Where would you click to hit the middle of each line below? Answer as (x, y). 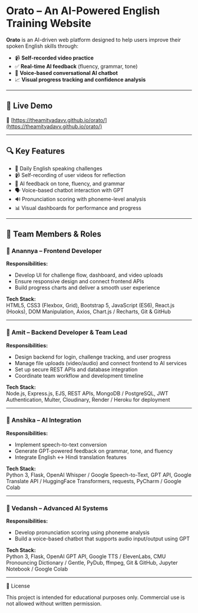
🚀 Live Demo (29, 106)
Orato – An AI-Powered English (83, 11)
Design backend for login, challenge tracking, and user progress (93, 357)
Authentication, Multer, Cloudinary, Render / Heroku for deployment (88, 399)
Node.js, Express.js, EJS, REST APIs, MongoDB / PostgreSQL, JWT (88, 393)
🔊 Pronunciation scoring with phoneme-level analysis (80, 199)
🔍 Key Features (35, 151)
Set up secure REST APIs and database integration (76, 369)
